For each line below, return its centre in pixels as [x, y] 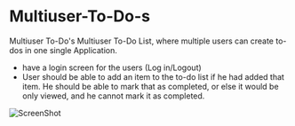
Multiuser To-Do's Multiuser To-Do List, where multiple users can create [141, 41]
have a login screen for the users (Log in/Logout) [112, 67]
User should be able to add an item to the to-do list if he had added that [153, 76]
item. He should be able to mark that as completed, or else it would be [150, 86]
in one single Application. [72, 50]
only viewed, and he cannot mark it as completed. [113, 96]
